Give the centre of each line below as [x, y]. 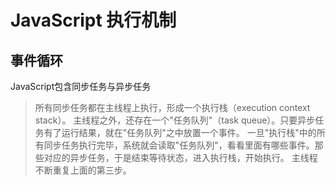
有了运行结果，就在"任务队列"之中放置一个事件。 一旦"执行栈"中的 [180, 132]
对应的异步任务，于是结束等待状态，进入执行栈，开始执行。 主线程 [180, 157]
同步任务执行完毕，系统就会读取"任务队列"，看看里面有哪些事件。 [179, 145]
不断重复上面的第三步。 [83, 170]
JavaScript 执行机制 [93, 20]
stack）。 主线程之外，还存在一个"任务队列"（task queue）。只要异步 [175, 120]
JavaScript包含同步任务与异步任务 [81, 86]
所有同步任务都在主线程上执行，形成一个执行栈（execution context [172, 107]
